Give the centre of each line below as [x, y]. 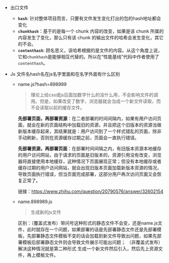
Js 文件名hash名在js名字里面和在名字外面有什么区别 [65, 74]
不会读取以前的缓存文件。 [58, 107]
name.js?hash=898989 [42, 84]
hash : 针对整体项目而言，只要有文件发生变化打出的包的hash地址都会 [89, 18]
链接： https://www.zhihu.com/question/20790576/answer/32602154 [91, 191]
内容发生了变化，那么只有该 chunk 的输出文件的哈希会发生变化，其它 [91, 38]
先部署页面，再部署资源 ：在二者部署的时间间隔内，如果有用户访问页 [90, 118]
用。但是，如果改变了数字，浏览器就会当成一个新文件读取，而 [96, 101]
